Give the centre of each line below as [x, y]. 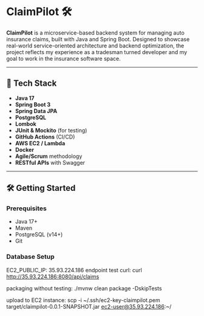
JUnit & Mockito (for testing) [51, 130]
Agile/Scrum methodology [49, 156]
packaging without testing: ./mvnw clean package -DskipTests [84, 288]
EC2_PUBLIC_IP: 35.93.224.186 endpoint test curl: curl [74, 270]
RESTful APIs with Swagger [50, 162]
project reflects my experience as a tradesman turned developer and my [97, 52]
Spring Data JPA [36, 111]
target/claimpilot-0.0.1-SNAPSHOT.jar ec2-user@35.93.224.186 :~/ [89, 306]
